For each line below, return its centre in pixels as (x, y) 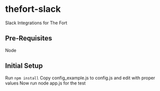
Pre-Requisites (29, 38)
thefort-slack (33, 9)
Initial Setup (24, 66)
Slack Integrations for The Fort (36, 23)
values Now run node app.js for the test (45, 83)
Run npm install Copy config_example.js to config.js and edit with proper (80, 78)
